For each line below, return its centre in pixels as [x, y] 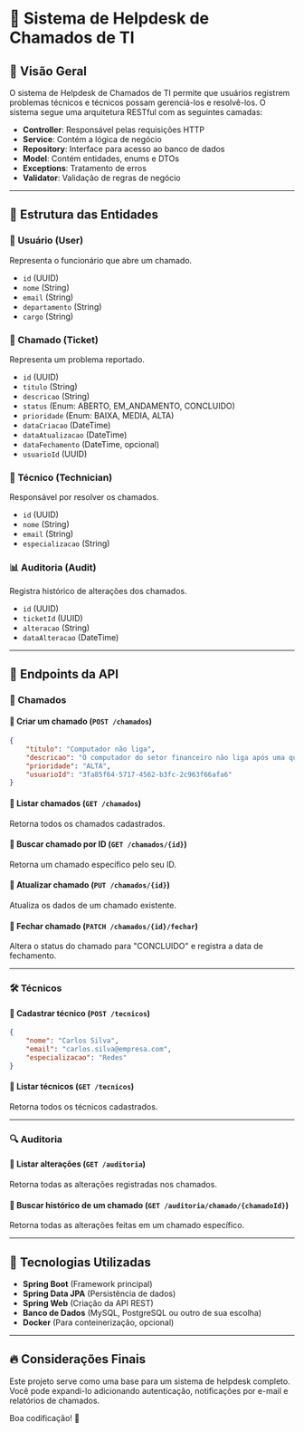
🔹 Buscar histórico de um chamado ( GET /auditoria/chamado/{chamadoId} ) [149, 1205]
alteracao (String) [56, 628]
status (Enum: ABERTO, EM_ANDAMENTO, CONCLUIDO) [128, 406]
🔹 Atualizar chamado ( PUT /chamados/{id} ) [90, 885]
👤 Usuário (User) [47, 241]
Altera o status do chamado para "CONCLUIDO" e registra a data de [137, 947]
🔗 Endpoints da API [64, 674]
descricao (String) [56, 396]
